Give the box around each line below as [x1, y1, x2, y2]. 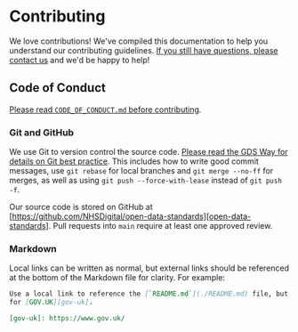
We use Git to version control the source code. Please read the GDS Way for [9, 147, 288, 158]
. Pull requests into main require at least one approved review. [48, 221, 273, 231]
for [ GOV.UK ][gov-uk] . [9, 298, 93, 307]
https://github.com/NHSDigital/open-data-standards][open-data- [12, 211, 252, 222]
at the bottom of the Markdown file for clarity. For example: [9, 272, 225, 283]
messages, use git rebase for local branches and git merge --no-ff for [9, 166, 274, 176]
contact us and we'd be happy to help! [9, 54, 150, 65]
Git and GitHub [9, 126, 74, 139]
